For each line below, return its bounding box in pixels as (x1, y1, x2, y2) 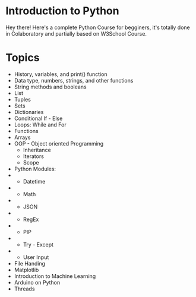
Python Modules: (14, 165, 56, 172)
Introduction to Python (5, 4, 119, 18)
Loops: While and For (14, 121, 67, 128)
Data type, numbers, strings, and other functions (14, 77, 134, 84)
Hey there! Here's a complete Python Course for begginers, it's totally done (5, 24, 191, 31)
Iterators (23, 153, 44, 160)
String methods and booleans (14, 83, 87, 90)
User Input (23, 254, 49, 261)
